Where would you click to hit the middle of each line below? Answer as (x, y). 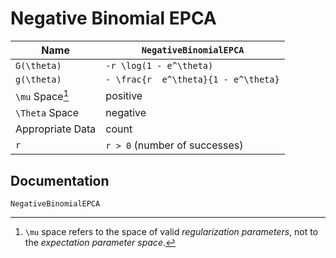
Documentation (60, 180)
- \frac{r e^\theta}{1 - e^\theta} (192, 79)
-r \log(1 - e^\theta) (159, 65)
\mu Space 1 (42, 95)
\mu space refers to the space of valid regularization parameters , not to (171, 232)
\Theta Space (47, 113)
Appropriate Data (56, 129)
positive (124, 95)
